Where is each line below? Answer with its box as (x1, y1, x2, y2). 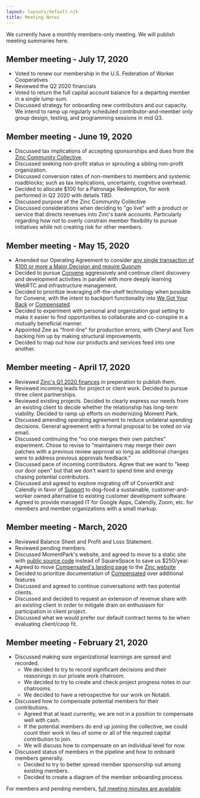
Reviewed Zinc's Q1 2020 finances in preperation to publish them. (14, 378, 177, 385)
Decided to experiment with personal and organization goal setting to (14, 307, 185, 314)
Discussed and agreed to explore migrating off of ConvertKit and (14, 479, 174, 486)
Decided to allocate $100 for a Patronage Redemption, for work (14, 185, 170, 192)
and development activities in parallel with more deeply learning (14, 275, 172, 282)
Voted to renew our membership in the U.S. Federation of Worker (14, 70, 174, 77)
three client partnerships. (14, 391, 77, 398)
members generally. (14, 754, 64, 762)
